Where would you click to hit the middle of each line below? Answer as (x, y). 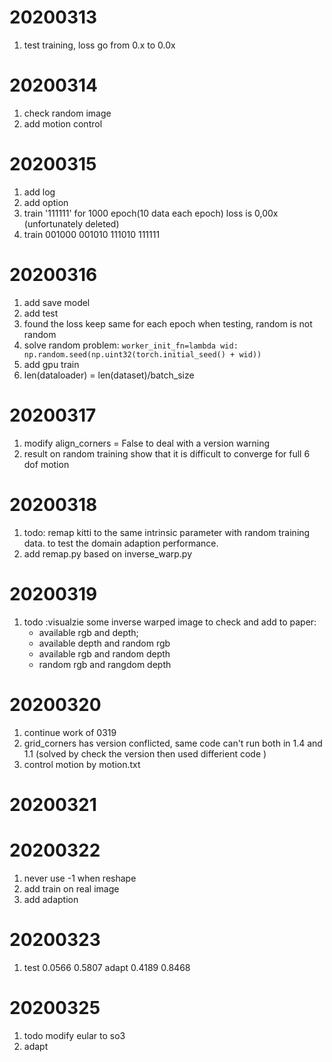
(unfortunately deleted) (71, 223)
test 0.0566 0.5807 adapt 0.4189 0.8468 (107, 967)
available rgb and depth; (88, 632)
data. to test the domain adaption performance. (121, 543)
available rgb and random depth (104, 653)
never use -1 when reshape (80, 878)
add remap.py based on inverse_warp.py (108, 553)
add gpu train (51, 364)
